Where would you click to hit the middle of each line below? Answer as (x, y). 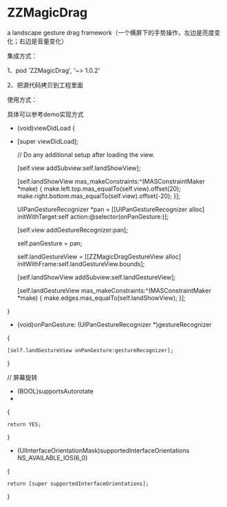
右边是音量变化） (43, 41)
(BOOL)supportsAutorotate (55, 391)
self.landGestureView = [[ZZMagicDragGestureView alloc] (99, 257)
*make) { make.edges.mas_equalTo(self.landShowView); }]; (101, 298)
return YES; (24, 424)
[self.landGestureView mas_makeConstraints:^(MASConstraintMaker (114, 290)
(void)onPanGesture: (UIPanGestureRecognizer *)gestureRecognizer (114, 324)
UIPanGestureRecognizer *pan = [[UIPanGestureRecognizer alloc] (111, 209)
